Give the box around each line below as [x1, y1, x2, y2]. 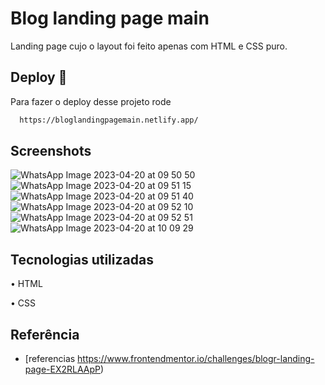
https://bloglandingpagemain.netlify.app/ [19, 115, 199, 125]
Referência [10, 326, 80, 343]
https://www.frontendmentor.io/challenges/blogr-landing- [77, 353, 315, 365]
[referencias [24, 353, 76, 365]
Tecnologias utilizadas [10, 251, 154, 268]
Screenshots [10, 143, 92, 160]
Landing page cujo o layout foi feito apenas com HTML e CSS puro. [10, 40, 288, 52]
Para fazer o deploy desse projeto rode [10, 95, 172, 107]
